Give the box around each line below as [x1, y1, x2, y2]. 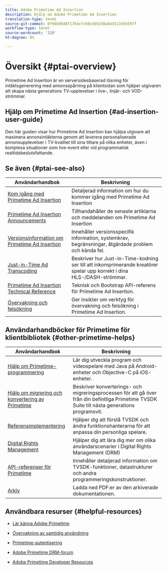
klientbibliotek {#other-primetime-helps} [5, 333, 135, 342]
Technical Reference [7, 288, 56, 295]
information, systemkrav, [71, 234, 130, 241]
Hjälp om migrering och [7, 389, 63, 396]
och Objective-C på [92, 369, 139, 376]
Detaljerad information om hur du [71, 187, 149, 194]
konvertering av [7, 396, 45, 403]
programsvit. [73, 408, 103, 415]
